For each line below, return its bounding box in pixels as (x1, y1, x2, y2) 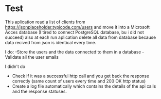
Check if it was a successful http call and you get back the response (12, 73, 149, 79)
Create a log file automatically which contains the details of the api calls (12, 83, 156, 89)
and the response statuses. (12, 88, 67, 94)
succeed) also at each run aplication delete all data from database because (5, 34, 156, 40)
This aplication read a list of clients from (5, 19, 86, 25)
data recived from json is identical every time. (5, 39, 96, 45)
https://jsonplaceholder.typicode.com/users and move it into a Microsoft (5, 24, 150, 30)
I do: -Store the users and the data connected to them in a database (5, 49, 141, 55)
